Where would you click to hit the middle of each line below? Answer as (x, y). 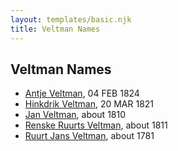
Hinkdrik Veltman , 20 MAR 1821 (89, 104)
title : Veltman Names (55, 29)
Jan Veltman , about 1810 (75, 115)
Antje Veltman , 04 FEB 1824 (82, 93)
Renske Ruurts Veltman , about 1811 (96, 125)
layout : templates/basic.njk (71, 19)
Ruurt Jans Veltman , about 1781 (89, 136)
